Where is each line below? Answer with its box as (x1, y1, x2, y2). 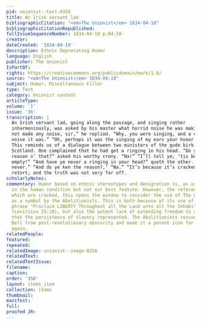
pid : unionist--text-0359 (6, 8, 71, 15)
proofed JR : (6, 309, 36, 315)
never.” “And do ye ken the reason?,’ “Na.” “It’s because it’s (11, 164, 175, 170)
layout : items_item (6, 281, 55, 287)
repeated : (6, 242, 31, 248)
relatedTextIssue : (6, 259, 52, 265)
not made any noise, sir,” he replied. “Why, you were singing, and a (11, 131, 191, 137)
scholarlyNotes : (6, 176, 47, 182)
